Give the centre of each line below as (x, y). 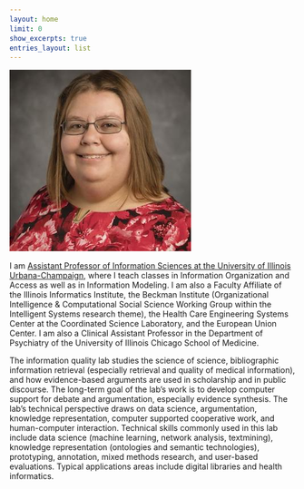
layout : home (34, 19)
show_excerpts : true (49, 38)
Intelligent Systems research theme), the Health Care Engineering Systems (149, 314)
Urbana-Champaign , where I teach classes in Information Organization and (150, 276)
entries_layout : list (50, 48)
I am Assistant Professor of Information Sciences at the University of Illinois (150, 266)
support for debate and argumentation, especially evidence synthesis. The (149, 399)
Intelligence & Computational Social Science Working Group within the (141, 305)
